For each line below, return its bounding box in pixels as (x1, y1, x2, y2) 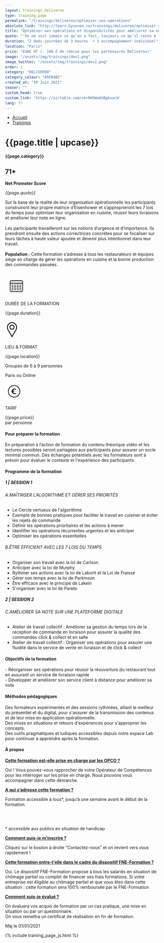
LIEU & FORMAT (5, 344, 38, 350)
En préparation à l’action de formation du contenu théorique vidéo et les (5, 442, 150, 448)
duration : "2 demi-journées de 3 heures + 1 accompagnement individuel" (5, 39, 159, 44)
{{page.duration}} (5, 310, 41, 316)
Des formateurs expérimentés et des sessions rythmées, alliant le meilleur (5, 704, 154, 710)
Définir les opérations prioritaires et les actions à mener (12, 523, 124, 528)
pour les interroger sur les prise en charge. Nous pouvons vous (5, 772, 133, 778)
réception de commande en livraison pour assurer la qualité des (12, 629, 141, 635)
